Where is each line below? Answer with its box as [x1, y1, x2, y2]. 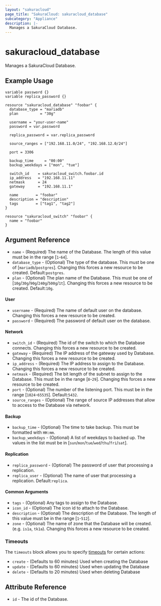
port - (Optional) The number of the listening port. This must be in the [12, 387, 153, 393]
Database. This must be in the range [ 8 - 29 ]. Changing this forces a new [12, 376, 156, 382]
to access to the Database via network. [12, 402, 91, 408]
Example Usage [5, 77, 54, 85]
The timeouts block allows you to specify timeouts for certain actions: [5, 549, 145, 555]
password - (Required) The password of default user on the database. [12, 318, 151, 324]
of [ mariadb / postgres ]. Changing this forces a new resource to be [12, 264, 143, 270]
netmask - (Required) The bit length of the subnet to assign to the [12, 371, 142, 377]
